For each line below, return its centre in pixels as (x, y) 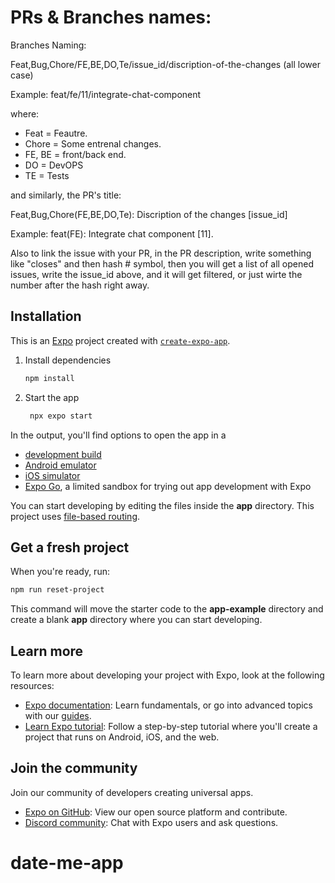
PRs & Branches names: (111, 17)
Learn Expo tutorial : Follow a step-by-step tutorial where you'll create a (171, 726)
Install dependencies (68, 360)
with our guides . (58, 715)
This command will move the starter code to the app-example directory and (167, 609)
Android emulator (60, 465)
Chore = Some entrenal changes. (93, 143)
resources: (32, 685)
